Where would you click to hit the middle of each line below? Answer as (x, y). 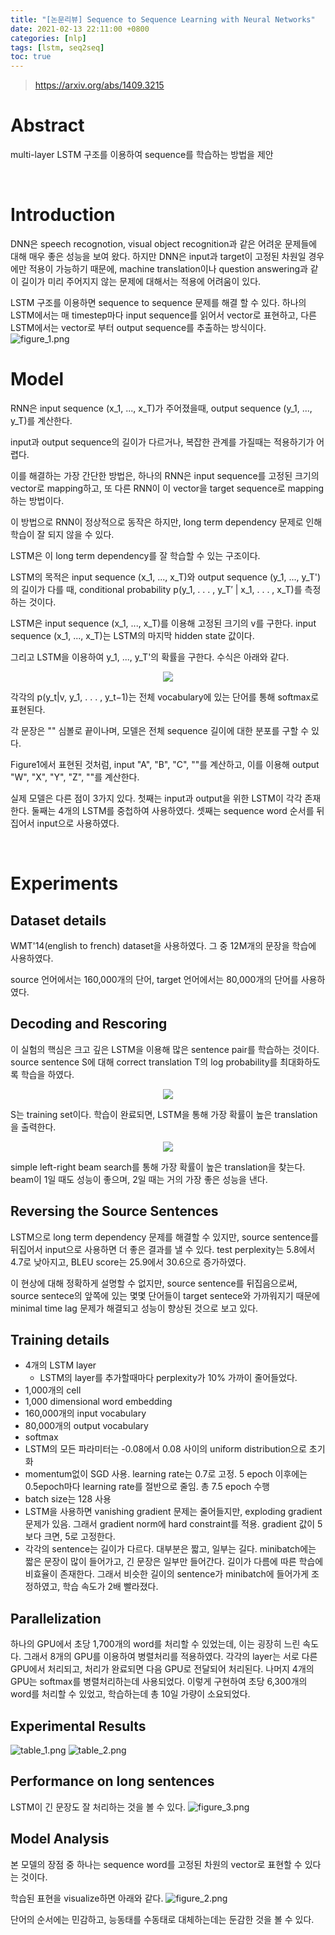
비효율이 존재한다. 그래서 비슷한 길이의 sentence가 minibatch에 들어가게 (167, 1574)
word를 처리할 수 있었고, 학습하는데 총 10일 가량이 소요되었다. (130, 1694)
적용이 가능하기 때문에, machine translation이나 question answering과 (168, 269)
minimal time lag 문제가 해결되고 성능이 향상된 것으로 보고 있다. (134, 1308)
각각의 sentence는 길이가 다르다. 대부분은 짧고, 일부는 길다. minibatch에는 (170, 1549)
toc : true (31, 57)
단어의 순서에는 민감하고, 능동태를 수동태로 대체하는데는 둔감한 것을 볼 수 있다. (162, 1919)
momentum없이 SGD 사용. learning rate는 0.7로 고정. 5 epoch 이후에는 (166, 1474)
